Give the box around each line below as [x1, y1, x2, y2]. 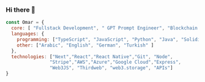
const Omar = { [6, 20, 45, 26]
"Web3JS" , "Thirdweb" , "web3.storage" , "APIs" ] [49, 65, 173, 71]
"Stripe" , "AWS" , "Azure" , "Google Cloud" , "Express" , [49, 59, 182, 65]
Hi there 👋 [6, 6, 36, 14]
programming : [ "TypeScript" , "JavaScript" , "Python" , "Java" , [17, 36, 179, 42]
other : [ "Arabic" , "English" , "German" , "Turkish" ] [17, 42, 154, 48]
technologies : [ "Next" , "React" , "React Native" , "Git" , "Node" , [11, 53, 173, 60]
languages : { [11, 31, 45, 37]
